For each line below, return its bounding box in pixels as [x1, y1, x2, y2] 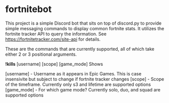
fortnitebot [5, 4, 52, 15]
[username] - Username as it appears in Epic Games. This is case [5, 70, 142, 76]
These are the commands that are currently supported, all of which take [5, 46, 155, 52]
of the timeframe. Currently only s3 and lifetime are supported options [5, 81, 151, 87]
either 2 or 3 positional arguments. [5, 51, 77, 57]
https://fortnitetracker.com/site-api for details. [5, 36, 101, 42]
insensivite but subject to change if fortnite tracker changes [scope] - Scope [5, 76, 164, 82]
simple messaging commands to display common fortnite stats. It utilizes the [5, 25, 164, 31]
